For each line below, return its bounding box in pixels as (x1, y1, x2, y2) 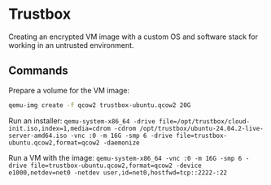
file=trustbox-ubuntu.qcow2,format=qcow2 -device (29, 161, 202, 170)
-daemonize (103, 139, 140, 147)
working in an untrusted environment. (8, 40, 134, 49)
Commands (8, 64, 69, 78)
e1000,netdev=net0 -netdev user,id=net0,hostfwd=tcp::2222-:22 (8, 168, 228, 177)
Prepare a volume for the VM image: (8, 85, 130, 95)
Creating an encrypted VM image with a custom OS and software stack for (8, 32, 259, 41)
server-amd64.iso (8, 131, 68, 140)
